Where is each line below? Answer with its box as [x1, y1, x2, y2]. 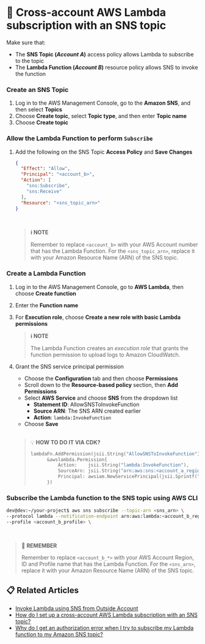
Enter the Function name [15, 301, 79, 309]
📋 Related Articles [6, 585, 79, 596]
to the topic [15, 57, 45, 64]
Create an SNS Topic [6, 85, 69, 94]
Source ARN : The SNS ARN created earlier [33, 407, 142, 414]
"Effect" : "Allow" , [21, 165, 71, 172]
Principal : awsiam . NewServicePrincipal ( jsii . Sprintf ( [57, 474, 198, 480]
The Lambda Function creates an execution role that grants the [30, 344, 189, 351]
